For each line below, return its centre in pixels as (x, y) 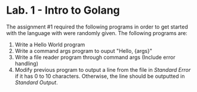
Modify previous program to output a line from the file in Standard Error (103, 69)
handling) (27, 64)
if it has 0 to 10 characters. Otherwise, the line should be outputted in (100, 76)
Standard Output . (36, 82)
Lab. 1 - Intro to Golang (63, 10)
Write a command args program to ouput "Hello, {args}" (83, 50)
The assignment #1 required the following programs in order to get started (97, 27)
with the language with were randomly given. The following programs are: (97, 33)
